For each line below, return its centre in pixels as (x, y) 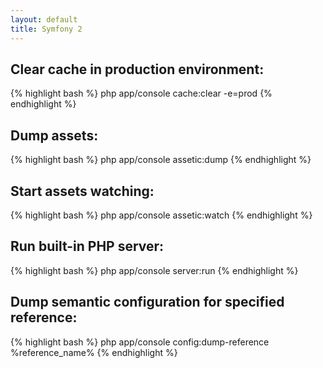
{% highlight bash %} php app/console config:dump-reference (140, 342)
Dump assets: (54, 135)
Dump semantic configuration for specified (147, 302)
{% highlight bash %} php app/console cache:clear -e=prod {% (141, 93)
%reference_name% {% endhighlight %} (94, 352)
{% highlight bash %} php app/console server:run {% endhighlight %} (154, 270)
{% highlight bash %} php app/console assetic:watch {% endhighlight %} (161, 215)
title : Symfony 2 (46, 29)
